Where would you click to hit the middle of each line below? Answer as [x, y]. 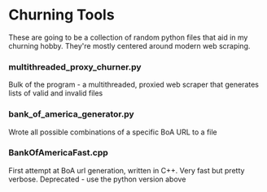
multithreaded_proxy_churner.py [75, 66]
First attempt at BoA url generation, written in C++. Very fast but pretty [127, 170]
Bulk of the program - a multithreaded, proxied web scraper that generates [133, 85]
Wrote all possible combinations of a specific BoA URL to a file [113, 132]
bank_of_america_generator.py [71, 114]
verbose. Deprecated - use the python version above [97, 179]
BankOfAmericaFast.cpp [58, 153]
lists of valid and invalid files [56, 93]
